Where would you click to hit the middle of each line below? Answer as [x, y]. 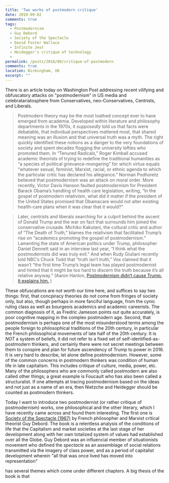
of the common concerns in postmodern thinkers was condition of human [82, 360]
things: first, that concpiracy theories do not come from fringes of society [82, 296]
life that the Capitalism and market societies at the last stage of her [75, 429]
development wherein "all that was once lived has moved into [69, 456]
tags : [11, 24]
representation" [21, 461]
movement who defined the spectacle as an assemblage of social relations [83, 445]
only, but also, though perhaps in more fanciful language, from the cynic [80, 301]
